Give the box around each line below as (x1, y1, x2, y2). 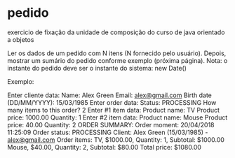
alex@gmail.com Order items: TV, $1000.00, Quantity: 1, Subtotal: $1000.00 (7, 135, 224, 144)
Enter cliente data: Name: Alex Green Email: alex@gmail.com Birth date (7, 91, 213, 99)
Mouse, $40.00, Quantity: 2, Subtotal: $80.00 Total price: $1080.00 (7, 143, 202, 151)
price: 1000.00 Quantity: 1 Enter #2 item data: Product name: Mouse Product (7, 113, 228, 122)
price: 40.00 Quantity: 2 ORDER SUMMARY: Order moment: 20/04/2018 (7, 120, 215, 129)
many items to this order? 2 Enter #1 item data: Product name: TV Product (7, 106, 220, 114)
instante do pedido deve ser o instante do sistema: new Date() (7, 64, 187, 72)
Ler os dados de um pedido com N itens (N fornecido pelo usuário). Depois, (7, 49, 227, 57)
